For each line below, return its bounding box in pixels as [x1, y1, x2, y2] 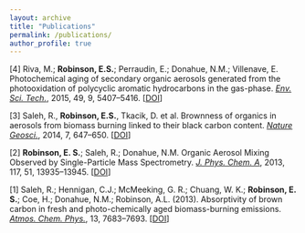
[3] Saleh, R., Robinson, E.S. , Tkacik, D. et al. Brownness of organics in [9, 110, 277, 121]
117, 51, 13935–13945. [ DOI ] [9, 167, 111, 177]
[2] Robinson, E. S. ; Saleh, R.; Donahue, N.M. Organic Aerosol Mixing [9, 147, 269, 158]
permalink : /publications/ [9, 30, 112, 39]
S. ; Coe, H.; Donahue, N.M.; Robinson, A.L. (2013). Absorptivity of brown [9, 194, 283, 205]
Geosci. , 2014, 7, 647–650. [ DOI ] [9, 129, 131, 141]
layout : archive [9, 13, 71, 23]
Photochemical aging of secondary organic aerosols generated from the [9, 74, 281, 85]
